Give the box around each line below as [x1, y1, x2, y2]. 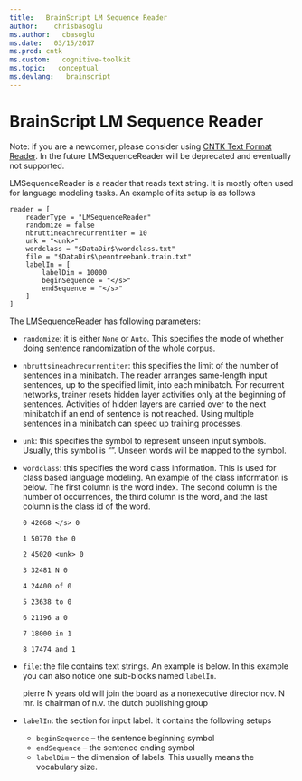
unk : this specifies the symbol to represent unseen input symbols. [22, 435, 267, 446]
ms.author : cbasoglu [9, 30, 95, 39]
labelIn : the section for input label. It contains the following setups [22, 715, 272, 726]
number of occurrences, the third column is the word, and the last [22, 491, 269, 502]
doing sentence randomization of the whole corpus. [22, 343, 216, 353]
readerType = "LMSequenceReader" [25, 212, 152, 221]
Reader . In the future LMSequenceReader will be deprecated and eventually [9, 150, 292, 161]
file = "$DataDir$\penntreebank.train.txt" [25, 252, 193, 261]
